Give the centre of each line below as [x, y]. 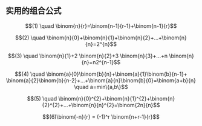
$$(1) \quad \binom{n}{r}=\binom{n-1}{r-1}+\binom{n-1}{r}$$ [101, 25]
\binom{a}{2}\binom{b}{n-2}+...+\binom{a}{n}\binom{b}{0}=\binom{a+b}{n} [101, 80]
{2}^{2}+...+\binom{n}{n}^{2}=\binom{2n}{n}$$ [101, 105]
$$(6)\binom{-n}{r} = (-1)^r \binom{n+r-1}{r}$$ [101, 116]
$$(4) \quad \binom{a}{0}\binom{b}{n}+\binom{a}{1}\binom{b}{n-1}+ [101, 74]
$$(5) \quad [42, 98]
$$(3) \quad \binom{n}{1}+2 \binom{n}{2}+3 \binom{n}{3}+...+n [87, 56]
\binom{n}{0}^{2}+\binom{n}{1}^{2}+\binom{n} [117, 98]
